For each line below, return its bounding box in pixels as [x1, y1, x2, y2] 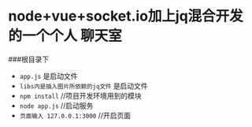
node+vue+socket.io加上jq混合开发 [8, 7, 244, 25]
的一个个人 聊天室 [8, 27, 122, 45]
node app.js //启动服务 [19, 100, 94, 110]
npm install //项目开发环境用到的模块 [19, 91, 142, 100]
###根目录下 [8, 54, 50, 64]
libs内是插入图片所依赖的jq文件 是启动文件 [19, 80, 148, 91]
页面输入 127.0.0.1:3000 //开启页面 [19, 110, 132, 120]
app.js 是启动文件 [19, 71, 78, 80]
